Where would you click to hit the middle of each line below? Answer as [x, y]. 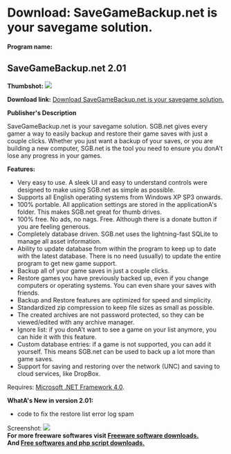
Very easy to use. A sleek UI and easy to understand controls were [112, 182]
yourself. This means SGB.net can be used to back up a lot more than [116, 352]
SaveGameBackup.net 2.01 [67, 68]
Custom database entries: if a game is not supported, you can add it [114, 344]
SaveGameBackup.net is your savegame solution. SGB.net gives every [108, 126]
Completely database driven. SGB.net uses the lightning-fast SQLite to [118, 234]
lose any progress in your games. [55, 155]
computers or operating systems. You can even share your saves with [117, 285]
